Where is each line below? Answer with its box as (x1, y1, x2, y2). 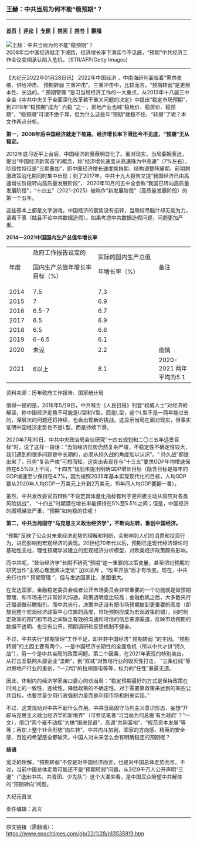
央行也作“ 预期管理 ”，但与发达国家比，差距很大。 (6, 573, 127, 581)
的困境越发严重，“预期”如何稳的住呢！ (6, 507, 98, 514)
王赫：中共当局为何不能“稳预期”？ (6, 5, 103, 13)
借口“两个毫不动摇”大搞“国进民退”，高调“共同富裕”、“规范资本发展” (18, 719, 181, 726)
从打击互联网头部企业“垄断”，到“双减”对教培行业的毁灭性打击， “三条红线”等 (6, 657, 191, 664)
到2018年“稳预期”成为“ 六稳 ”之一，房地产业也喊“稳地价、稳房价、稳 (6, 103, 171, 110)
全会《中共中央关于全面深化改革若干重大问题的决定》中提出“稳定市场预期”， (6, 96, 191, 103)
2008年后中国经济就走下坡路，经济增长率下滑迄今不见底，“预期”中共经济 (6, 49, 183, 56)
